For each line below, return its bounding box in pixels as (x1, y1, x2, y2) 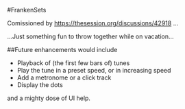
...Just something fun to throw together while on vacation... (7, 32, 174, 40)
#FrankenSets (7, 6, 47, 14)
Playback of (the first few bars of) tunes (16, 59, 130, 67)
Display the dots (16, 81, 63, 88)
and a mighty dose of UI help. (7, 94, 91, 102)
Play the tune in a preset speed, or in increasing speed (16, 66, 171, 74)
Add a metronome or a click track (16, 73, 112, 82)
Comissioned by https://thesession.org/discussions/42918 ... (7, 19, 179, 27)
